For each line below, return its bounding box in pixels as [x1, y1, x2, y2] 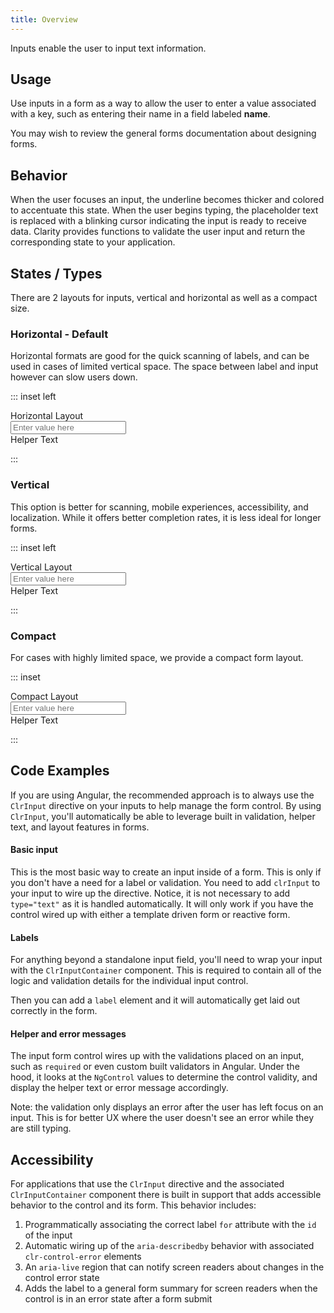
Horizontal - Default [10, 327, 109, 341]
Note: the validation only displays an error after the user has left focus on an [10, 1101, 324, 1113]
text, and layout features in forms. [10, 821, 150, 833]
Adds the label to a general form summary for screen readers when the [24, 1282, 318, 1295]
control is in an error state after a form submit [24, 1293, 213, 1305]
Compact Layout [10, 690, 79, 702]
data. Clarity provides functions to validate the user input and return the [10, 226, 306, 238]
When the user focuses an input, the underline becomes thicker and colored [10, 194, 325, 206]
